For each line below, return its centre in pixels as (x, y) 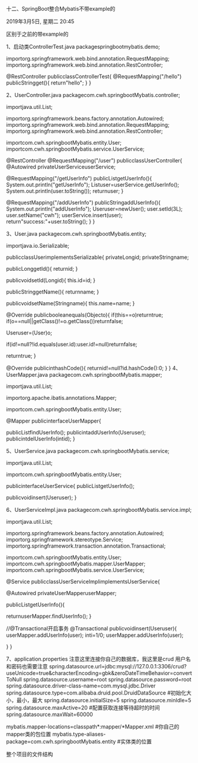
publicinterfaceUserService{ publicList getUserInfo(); (70, 486)
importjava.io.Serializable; (38, 246)
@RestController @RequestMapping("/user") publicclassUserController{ (94, 160)
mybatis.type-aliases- (79, 734)
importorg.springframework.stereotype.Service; (65, 540)
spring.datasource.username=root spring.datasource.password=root (107, 679)
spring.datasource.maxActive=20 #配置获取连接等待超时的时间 (83, 708)
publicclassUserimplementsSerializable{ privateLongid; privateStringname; (98, 257)
